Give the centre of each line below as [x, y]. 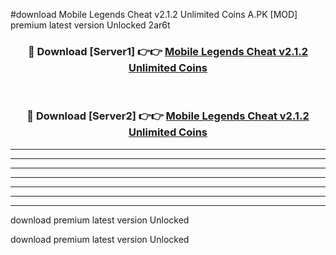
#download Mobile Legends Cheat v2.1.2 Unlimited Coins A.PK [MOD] [154, 14]
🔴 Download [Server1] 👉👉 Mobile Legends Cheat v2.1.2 [168, 51]
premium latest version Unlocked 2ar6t [90, 25]
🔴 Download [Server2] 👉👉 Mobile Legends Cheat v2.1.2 [168, 116]
